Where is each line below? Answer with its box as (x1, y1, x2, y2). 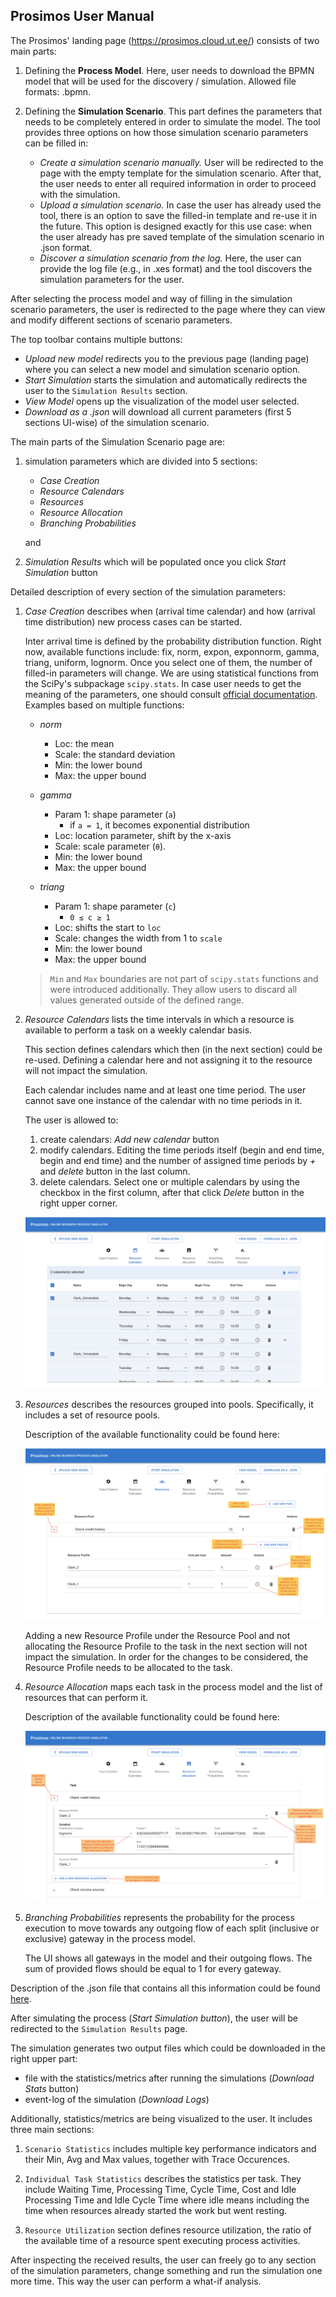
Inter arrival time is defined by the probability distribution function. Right (24, 635, 322, 647)
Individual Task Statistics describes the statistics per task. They (24, 2172, 302, 2184)
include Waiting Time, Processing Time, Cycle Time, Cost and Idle (24, 2183, 297, 2195)
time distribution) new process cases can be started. (24, 615, 243, 628)
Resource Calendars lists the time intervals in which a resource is (24, 1013, 295, 1025)
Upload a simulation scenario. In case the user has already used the (39, 199, 322, 211)
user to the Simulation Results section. (24, 384, 188, 396)
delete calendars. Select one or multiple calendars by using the (39, 1175, 300, 1188)
